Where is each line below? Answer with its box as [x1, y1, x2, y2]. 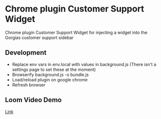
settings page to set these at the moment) [12, 66, 96, 72]
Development [5, 49, 47, 57]
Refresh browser [12, 82, 46, 88]
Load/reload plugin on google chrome [12, 77, 88, 82]
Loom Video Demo [5, 96, 62, 104]
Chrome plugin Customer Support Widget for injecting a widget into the [5, 29, 148, 35]
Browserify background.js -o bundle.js [12, 71, 89, 78]
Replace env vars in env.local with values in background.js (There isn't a [12, 61, 157, 67]
